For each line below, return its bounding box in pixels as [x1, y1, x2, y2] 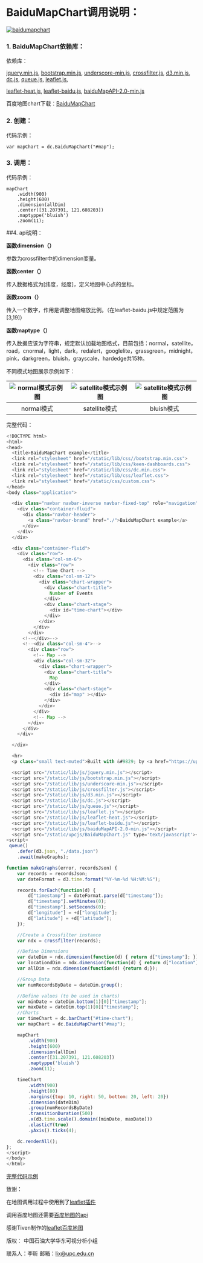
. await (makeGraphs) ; [17, 854, 69, 861]
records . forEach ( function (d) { [17, 887, 96, 893]
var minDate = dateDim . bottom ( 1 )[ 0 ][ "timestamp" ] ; [17, 998, 147, 1005]
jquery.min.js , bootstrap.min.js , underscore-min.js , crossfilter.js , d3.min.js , [6, 69, 190, 76]
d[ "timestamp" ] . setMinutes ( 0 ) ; [28, 898, 107, 905]
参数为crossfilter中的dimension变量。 [6, 255, 100, 262]
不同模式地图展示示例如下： [6, 367, 76, 375]
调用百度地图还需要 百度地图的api [6, 1211, 88, 1219]
